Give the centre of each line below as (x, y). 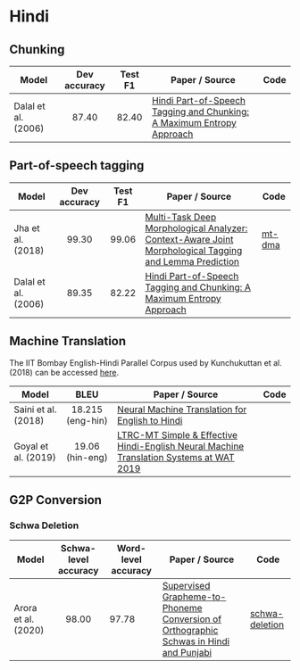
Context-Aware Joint (189, 239)
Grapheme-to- (194, 597)
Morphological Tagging (194, 250)
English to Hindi (150, 420)
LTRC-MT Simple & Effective (178, 434)
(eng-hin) (87, 420)
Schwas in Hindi (196, 641)
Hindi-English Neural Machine (181, 446)
